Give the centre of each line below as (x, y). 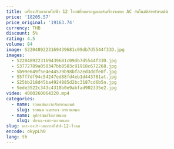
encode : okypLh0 (26, 132)
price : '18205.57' (29, 17)
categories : (21, 99)
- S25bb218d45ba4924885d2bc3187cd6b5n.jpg (64, 83)
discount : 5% (22, 33)
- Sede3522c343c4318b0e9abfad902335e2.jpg (64, 88)
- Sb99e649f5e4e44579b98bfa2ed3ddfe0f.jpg (64, 72)
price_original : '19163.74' (41, 22)
